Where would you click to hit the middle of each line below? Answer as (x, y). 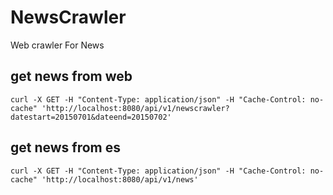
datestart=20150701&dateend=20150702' (91, 117)
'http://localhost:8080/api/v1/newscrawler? (135, 108)
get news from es (66, 147)
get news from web (71, 76)
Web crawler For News (57, 45)
